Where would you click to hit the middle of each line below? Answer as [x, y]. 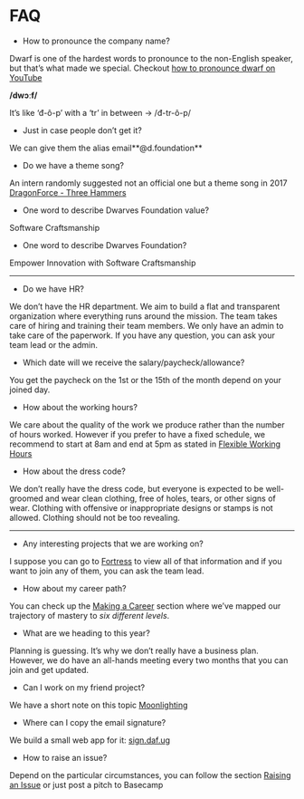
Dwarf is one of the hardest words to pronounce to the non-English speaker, [152, 58]
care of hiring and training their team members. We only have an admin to [147, 325]
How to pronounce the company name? [96, 41]
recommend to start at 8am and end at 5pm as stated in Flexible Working [145, 444]
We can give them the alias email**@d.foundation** [106, 148]
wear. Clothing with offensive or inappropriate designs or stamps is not [141, 507]
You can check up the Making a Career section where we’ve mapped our [145, 606]
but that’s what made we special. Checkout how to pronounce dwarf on [142, 68]
